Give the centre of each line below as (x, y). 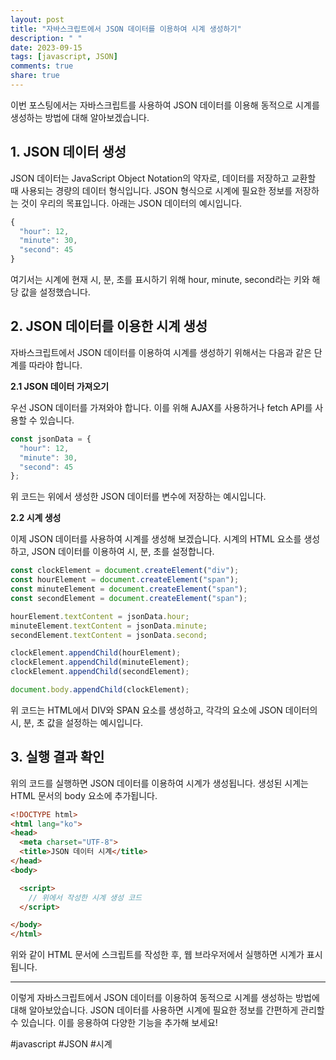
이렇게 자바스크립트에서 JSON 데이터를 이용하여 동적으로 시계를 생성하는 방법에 (165, 998)
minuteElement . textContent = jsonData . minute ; (109, 626)
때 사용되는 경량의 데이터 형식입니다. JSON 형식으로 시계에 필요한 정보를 (151, 190)
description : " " (46, 38)
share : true (35, 76)
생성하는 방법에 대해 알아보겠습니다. (80, 117)
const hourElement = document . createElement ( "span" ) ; (125, 580)
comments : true (42, 66)
